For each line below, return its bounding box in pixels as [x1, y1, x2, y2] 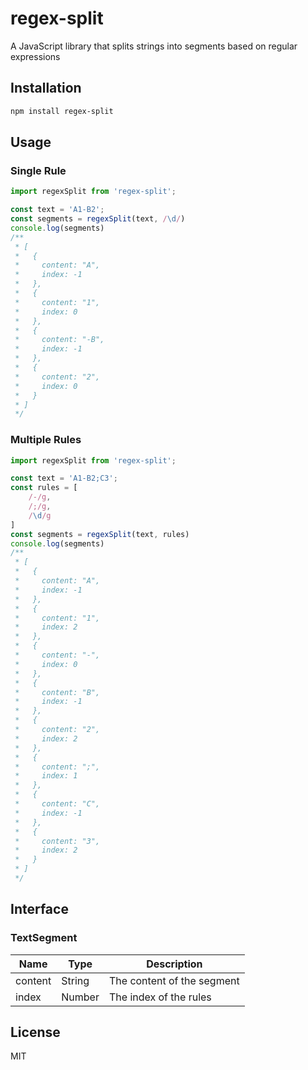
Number [61, 990, 100, 1004]
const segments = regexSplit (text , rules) [10, 529, 190, 539]
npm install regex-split [10, 106, 114, 116]
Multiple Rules [10, 433, 82, 447]
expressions [10, 50, 61, 62]
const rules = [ [10, 483, 78, 493]
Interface [10, 901, 69, 918]
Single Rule [10, 163, 67, 177]
